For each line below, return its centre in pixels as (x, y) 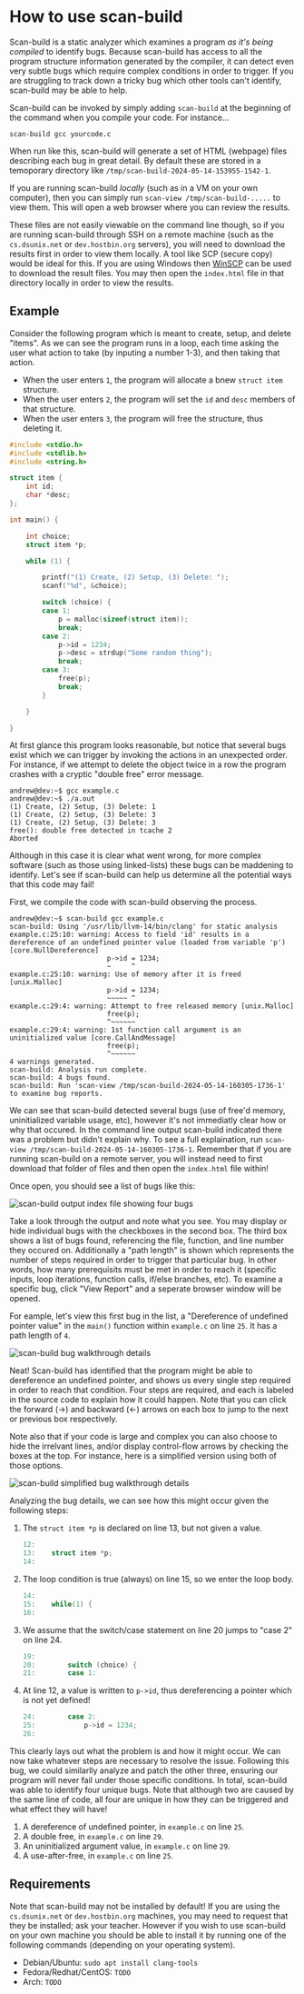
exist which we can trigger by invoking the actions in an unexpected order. (148, 755)
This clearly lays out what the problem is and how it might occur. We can (145, 1750)
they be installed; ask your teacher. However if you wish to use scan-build (147, 1925)
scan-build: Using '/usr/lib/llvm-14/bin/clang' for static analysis (144, 927)
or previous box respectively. (64, 1419)
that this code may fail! (52, 884)
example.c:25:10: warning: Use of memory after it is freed (126, 974)
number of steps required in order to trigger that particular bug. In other (143, 1260)
